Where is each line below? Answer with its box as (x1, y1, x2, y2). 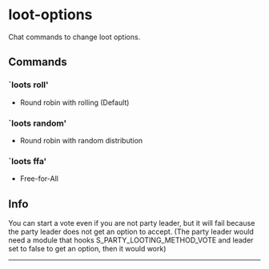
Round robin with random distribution (19, 135, 143, 145)
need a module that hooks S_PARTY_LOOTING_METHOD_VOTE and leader (8, 235, 254, 245)
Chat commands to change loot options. (8, 32, 141, 42)
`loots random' (8, 118, 66, 129)
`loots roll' (8, 79, 50, 90)
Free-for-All (19, 174, 58, 183)
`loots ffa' (8, 155, 47, 167)
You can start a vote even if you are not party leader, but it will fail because (8, 219, 255, 228)
